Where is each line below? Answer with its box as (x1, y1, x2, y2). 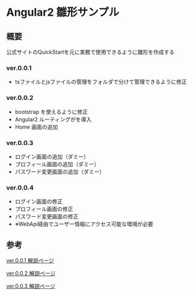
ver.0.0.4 (6, 183, 34, 191)
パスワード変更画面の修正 (14, 213, 79, 220)
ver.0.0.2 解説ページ (6, 270, 56, 277)
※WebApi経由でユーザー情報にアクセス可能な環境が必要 (14, 220, 153, 228)
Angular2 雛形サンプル (6, 5, 120, 19)
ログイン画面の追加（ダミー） (14, 153, 89, 160)
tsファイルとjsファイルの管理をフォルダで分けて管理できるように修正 (14, 78, 188, 85)
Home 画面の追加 (14, 123, 58, 130)
